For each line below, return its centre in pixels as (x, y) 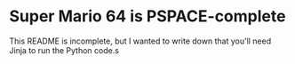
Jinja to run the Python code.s (64, 50)
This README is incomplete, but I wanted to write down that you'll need (140, 41)
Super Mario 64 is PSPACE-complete (147, 16)
